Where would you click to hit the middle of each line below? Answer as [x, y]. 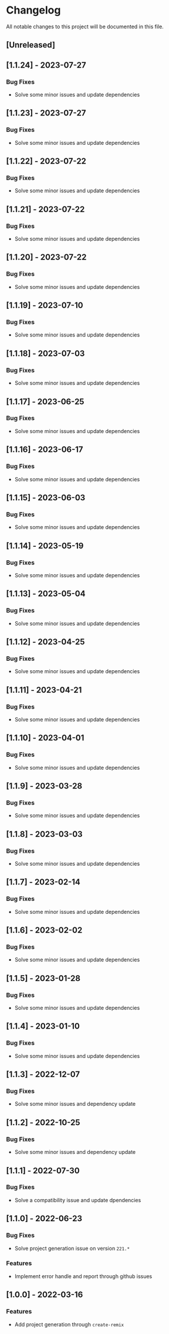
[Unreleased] [31, 45]
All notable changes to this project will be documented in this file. [85, 26]
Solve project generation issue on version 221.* [72, 1248]
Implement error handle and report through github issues [83, 1276]
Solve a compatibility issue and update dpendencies [78, 1200]
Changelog [33, 10]
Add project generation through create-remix [69, 1324]
